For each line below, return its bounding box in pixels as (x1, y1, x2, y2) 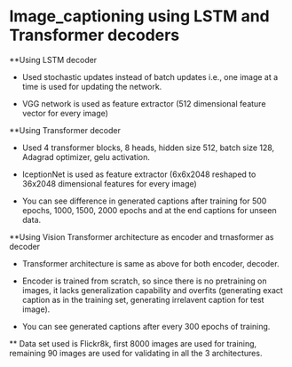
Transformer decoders (9, 25, 180, 45)
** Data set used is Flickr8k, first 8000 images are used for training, (9, 338, 257, 348)
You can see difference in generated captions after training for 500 (21, 195, 267, 206)
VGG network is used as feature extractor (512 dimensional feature (21, 98, 266, 108)
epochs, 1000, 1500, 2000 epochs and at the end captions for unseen (21, 204, 277, 215)
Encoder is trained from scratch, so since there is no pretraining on (21, 275, 267, 286)
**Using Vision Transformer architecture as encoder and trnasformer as (9, 231, 274, 242)
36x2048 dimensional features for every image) (21, 178, 197, 188)
